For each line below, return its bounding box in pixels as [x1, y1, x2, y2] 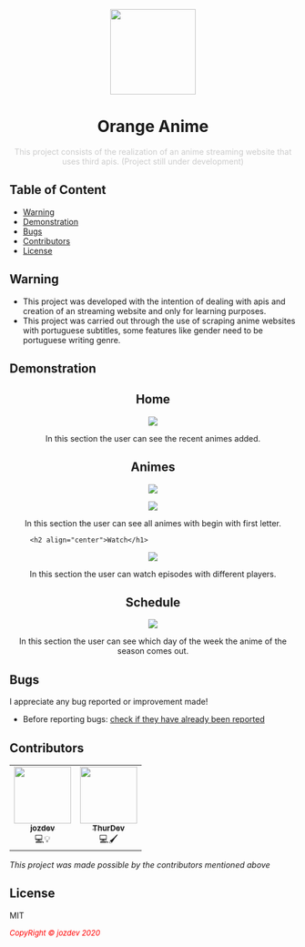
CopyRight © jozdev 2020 [9, 927, 101, 938]
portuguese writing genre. [22, 334, 121, 345]
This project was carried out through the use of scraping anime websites [22, 315, 296, 326]
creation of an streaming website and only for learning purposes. [22, 305, 267, 316]
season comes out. [117, 646, 189, 657]
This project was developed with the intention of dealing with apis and [22, 296, 286, 307]
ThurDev [92, 823, 126, 833]
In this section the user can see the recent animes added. [45, 433, 261, 443]
